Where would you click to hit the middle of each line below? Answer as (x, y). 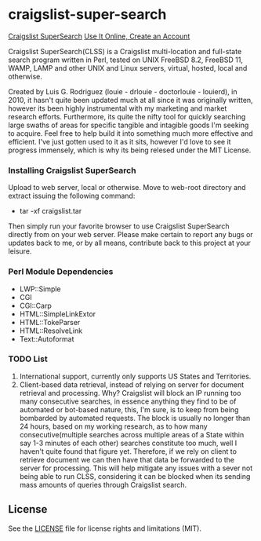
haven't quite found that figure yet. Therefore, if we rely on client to (128, 451)
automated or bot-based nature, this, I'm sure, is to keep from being (129, 409)
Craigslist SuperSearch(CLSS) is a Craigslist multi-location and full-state (125, 51)
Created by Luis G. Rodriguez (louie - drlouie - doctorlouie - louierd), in (123, 91)
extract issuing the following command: (72, 196)
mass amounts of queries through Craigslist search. (103, 484)
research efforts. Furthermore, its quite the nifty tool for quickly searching (127, 116)
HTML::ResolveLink (51, 331)
